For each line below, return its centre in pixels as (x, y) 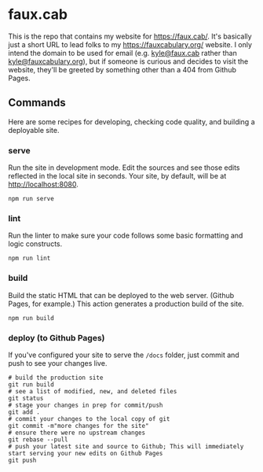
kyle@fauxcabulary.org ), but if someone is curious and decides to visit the (128, 61)
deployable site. (34, 130)
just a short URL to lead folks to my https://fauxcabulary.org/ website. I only (130, 44)
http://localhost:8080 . (43, 184)
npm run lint (29, 258)
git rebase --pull (38, 439)
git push (22, 460)
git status (26, 398)
